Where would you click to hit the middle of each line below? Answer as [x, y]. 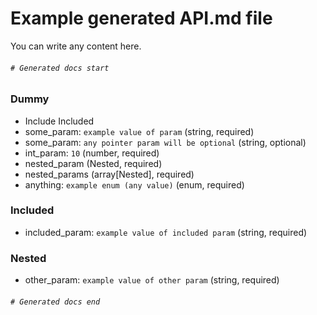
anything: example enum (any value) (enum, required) [134, 184]
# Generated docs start [60, 68]
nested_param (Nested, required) [93, 163]
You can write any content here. [76, 46]
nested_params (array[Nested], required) [109, 174]
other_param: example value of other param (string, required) [152, 280]
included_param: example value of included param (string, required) [166, 232]
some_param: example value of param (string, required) [139, 131]
